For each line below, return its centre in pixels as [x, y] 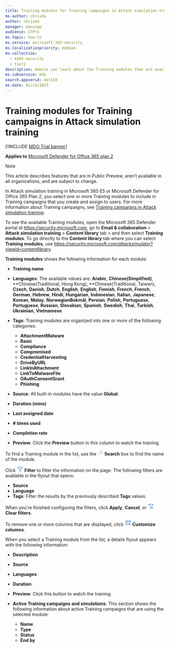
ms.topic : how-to [24, 37]
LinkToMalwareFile [40, 373]
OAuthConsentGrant [42, 379]
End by [28, 640]
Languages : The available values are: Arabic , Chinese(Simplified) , [83, 279]
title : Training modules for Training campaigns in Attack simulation [81, 11]
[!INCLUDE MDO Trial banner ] [36, 146]
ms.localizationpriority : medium [40, 48]
